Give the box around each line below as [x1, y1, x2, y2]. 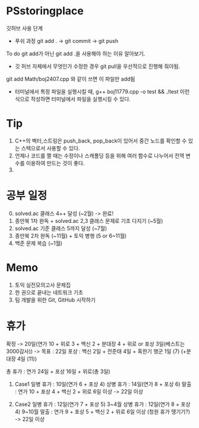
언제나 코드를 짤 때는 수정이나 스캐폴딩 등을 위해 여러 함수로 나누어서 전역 [14, 152, 185, 159]
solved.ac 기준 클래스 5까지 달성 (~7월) [14, 225, 108, 232]
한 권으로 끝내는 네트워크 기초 [14, 289, 83, 296]
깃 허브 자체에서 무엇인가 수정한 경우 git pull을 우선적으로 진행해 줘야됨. [14, 63, 181, 70]
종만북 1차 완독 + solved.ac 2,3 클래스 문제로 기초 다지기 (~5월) [14, 217, 163, 224]
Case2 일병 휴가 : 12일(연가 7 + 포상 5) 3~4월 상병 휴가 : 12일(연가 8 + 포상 [14, 401, 191, 408]
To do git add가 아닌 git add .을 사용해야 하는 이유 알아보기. [6, 49, 146, 57]
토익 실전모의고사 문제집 [14, 281, 71, 289]
